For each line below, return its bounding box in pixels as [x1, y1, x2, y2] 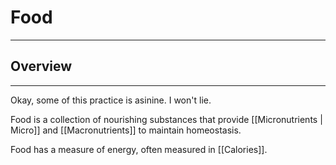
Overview [10, 58, 73, 75]
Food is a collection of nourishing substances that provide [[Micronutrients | [10, 113, 323, 125]
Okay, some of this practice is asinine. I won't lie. [10, 94, 212, 106]
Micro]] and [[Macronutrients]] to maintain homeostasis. [10, 124, 242, 136]
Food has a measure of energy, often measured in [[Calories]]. [10, 143, 268, 155]
